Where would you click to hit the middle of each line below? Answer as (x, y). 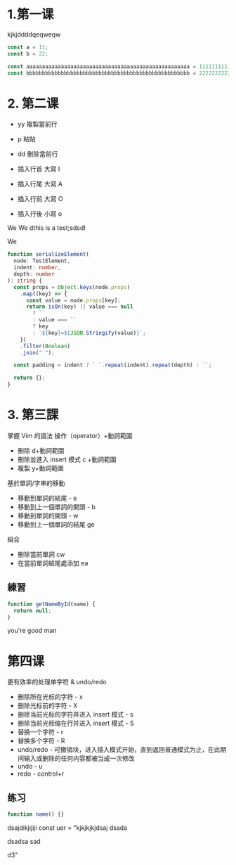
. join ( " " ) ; (37, 352)
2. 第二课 (33, 103)
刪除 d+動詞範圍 (41, 450)
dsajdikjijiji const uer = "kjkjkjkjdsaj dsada (67, 828)
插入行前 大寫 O (40, 199)
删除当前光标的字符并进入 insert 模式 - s (75, 715)
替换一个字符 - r (40, 732)
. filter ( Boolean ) (45, 346)
